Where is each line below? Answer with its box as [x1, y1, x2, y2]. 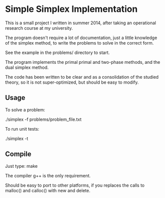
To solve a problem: [5, 106, 45, 112]
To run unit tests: [5, 126, 39, 132]
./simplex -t [5, 135, 29, 142]
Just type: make [5, 163, 38, 169]
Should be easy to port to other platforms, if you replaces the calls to [5, 182, 145, 188]
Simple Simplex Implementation [5, 3, 138, 15]
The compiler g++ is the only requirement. [5, 172, 91, 179]
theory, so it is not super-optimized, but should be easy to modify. [5, 79, 139, 85]
